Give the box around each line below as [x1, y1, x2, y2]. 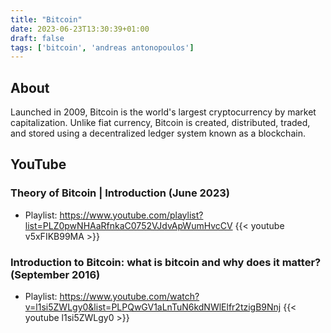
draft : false [10, 33, 65, 43]
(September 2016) [10, 267, 101, 281]
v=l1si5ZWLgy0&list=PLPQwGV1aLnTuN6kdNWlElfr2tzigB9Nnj [24, 301, 282, 313]
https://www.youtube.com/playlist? [59, 209, 204, 221]
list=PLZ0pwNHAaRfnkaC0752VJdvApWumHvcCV [24, 219, 233, 231]
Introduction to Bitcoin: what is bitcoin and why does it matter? [10, 255, 322, 269]
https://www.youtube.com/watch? [59, 291, 200, 303]
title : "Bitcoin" [10, 14, 83, 25]
